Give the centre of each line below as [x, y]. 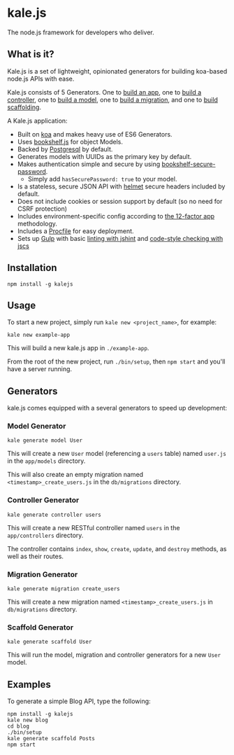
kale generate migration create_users [64, 589]
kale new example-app [39, 335]
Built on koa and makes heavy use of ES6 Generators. [95, 134]
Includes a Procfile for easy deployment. [75, 231]
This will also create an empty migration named [75, 475]
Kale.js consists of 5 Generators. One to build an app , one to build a [104, 92]
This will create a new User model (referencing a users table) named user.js [117, 454]
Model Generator [37, 427]
